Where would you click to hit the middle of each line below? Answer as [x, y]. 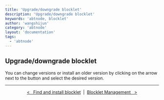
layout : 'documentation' [30, 32]
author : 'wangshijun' [27, 23]
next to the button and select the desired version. [54, 78]
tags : [10, 37]
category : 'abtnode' [26, 28]
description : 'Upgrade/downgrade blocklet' [50, 14]
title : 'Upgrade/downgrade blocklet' [43, 10]
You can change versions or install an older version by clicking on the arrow [81, 73]
